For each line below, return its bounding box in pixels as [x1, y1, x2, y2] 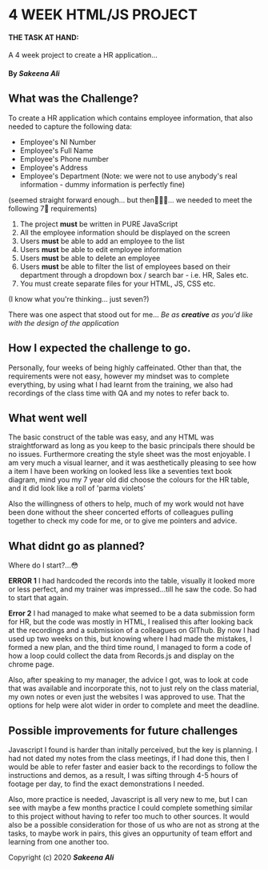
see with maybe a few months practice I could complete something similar [8, 803, 254, 813]
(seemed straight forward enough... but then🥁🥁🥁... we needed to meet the [8, 194, 253, 205]
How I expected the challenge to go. [8, 342, 191, 355]
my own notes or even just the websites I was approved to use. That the [8, 692, 246, 702]
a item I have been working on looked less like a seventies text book [8, 467, 233, 476]
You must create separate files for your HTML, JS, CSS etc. [19, 279, 216, 288]
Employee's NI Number [19, 137, 97, 146]
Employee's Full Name [19, 146, 94, 155]
